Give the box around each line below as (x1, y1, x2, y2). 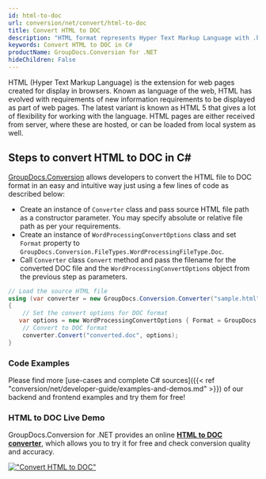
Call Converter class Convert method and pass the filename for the (19, 255, 237, 264)
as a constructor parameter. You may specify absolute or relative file (19, 213, 243, 222)
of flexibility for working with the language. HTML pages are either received (8, 111, 255, 121)
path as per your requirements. (19, 221, 121, 231)
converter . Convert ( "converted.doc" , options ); (22, 331, 179, 339)
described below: (8, 189, 65, 198)
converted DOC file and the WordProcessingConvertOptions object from (19, 263, 250, 273)
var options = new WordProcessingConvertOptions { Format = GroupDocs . (18, 316, 260, 325)
